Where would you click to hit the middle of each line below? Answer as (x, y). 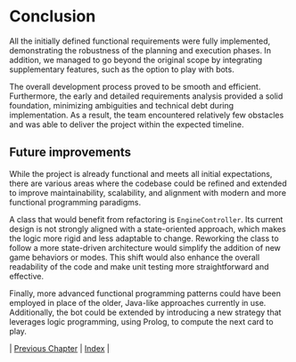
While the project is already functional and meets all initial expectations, (141, 173)
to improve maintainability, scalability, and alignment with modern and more (148, 192)
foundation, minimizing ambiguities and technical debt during (122, 105)
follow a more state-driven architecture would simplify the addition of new (145, 247)
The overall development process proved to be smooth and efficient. (135, 86)
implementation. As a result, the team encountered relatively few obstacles (147, 115)
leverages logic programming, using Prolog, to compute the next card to (141, 321)
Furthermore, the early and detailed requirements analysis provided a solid (146, 96)
